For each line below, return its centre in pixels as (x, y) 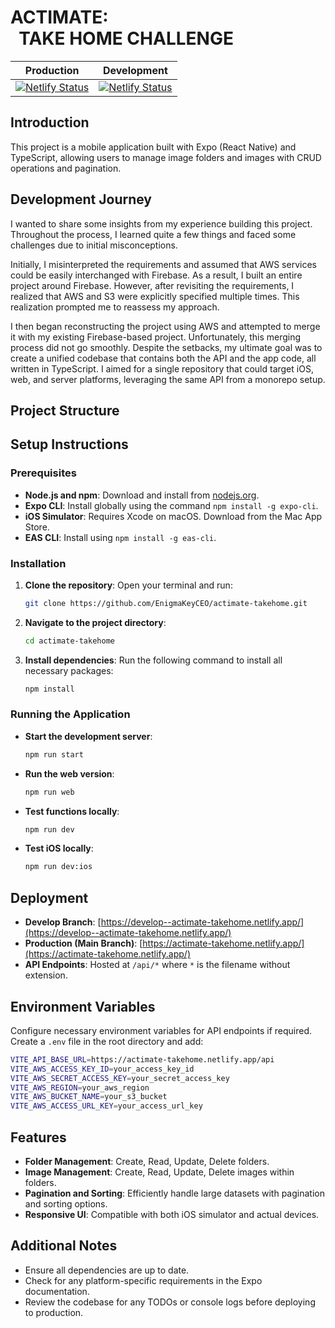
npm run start (54, 754)
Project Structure (65, 410)
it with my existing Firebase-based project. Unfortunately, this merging (156, 337)
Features (38, 1137)
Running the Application (70, 714)
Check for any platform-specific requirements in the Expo (143, 1280)
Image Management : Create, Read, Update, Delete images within (159, 1172)
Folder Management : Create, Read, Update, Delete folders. (147, 1162)
